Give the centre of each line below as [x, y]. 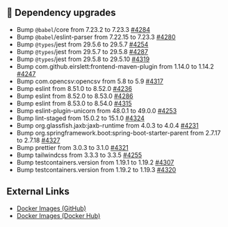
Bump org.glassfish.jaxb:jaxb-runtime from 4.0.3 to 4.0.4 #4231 [107, 125]
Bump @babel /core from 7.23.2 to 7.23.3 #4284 [83, 29]
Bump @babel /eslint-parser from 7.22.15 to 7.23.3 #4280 [96, 37]
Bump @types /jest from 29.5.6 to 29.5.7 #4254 [82, 44]
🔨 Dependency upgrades [61, 13]
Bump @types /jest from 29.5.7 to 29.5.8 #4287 [82, 51]
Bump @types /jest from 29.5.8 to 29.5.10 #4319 [83, 59]
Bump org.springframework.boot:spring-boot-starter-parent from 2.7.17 [119, 133]
